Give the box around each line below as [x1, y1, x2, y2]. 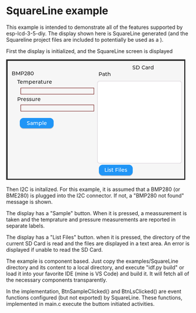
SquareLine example [6, 4, 109, 18]
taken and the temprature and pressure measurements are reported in [6, 216, 176, 223]
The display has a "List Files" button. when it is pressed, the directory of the [6, 233, 190, 240]
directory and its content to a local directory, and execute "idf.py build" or [6, 263, 184, 271]
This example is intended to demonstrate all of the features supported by [6, 24, 183, 31]
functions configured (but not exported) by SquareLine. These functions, [6, 294, 182, 301]
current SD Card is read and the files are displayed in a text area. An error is [6, 240, 190, 247]
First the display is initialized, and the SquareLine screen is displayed [6, 47, 173, 54]
